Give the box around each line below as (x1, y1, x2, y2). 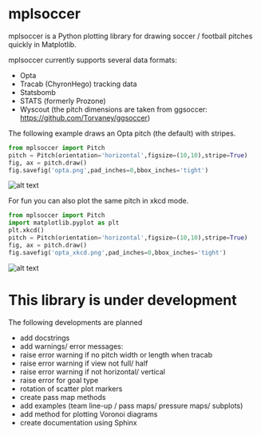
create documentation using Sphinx (19, 417, 137, 427)
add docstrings (19, 333, 70, 342)
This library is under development (8, 291, 237, 309)
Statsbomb (19, 87, 56, 97)
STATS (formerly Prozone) (19, 96, 106, 105)
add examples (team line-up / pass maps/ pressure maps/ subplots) (19, 401, 243, 410)
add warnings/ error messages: (19, 341, 124, 351)
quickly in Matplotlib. (8, 39, 77, 49)
